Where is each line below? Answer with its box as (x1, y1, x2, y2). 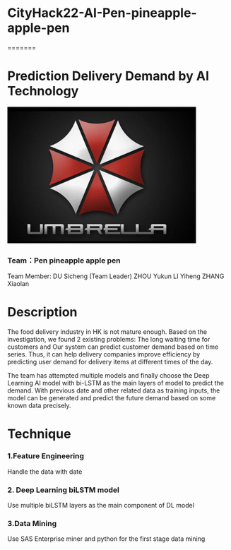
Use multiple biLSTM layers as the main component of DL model (7, 501, 194, 509)
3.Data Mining (7, 518, 57, 528)
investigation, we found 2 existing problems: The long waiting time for (7, 335, 211, 344)
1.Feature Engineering (7, 451, 85, 461)
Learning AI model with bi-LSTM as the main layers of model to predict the (7, 379, 225, 388)
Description (7, 304, 78, 321)
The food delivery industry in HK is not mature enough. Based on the (7, 328, 207, 336)
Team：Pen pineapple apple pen (7, 256, 122, 265)
